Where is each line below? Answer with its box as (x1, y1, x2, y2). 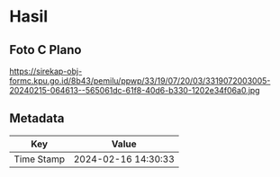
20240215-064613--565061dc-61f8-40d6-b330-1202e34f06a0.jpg (9, 85, 260, 95)
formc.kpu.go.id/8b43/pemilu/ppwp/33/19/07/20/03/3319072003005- (9, 75, 271, 86)
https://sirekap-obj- (9, 66, 83, 76)
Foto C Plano (9, 42, 82, 58)
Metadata (9, 111, 65, 127)
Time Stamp (14, 153, 66, 165)
